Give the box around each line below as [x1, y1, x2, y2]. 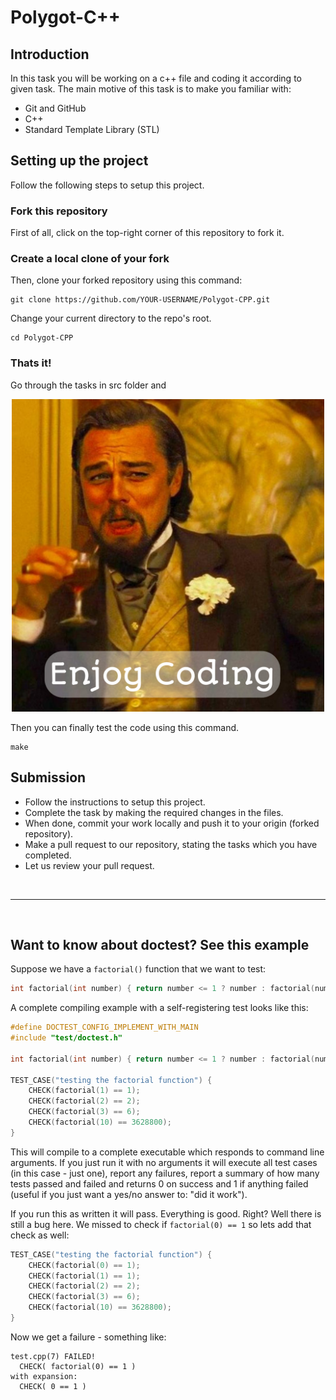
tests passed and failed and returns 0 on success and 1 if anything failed [10, 1177, 309, 1190]
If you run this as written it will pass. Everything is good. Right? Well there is [10, 1207, 322, 1220]
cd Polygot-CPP [10, 333, 74, 343]
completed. [24, 849, 72, 861]
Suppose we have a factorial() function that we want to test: [10, 963, 267, 975]
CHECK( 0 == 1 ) [19, 1381, 87, 1391]
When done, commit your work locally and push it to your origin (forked [24, 817, 320, 829]
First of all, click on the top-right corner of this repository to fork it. [10, 227, 285, 239]
